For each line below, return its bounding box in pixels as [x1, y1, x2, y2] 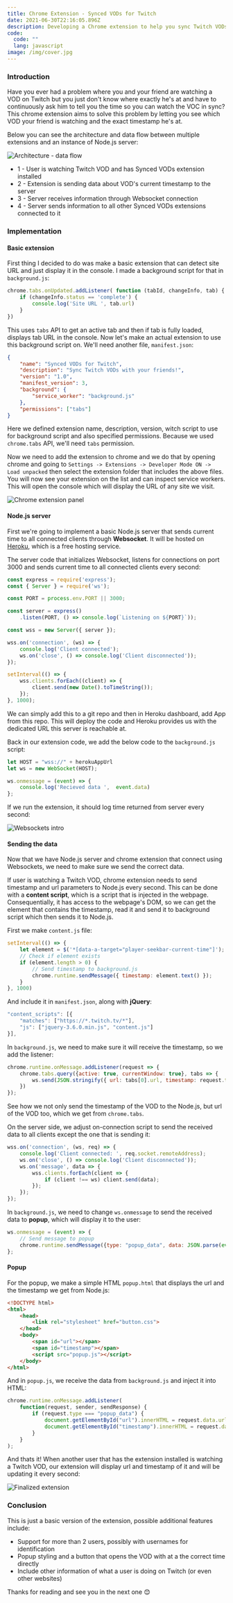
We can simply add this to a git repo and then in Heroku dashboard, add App [7, 709, 226, 717]
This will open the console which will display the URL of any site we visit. [7, 482, 215, 490]
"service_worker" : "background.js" [32, 392, 135, 399]
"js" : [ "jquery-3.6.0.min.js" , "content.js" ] [19, 1024, 154, 1031]
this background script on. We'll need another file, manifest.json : [7, 340, 194, 349]
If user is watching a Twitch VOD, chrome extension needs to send [7, 876, 198, 884]
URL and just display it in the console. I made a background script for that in [7, 267, 224, 275]
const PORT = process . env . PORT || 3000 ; [7, 595, 126, 602]
